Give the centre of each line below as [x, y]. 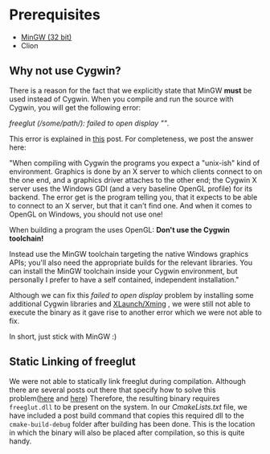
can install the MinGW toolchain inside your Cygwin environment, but [123, 270]
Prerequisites [55, 15]
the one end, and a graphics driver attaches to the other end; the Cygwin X [133, 180]
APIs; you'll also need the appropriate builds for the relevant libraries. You [131, 262]
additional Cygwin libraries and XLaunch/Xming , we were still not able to [130, 303]
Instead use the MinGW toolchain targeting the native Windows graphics [129, 254]
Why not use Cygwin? [65, 71]
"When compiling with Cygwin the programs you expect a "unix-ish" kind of [135, 163]
